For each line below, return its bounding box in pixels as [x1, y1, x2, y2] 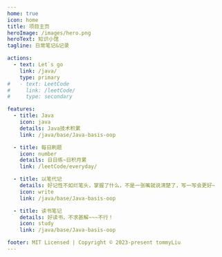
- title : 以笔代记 [13, 175, 62, 183]
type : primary [19, 74, 60, 81]
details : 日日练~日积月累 [19, 157, 87, 164]
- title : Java [13, 112, 54, 120]
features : [7, 106, 36, 113]
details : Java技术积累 [19, 125, 81, 132]
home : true [7, 10, 39, 17]
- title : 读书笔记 [13, 207, 62, 214]
